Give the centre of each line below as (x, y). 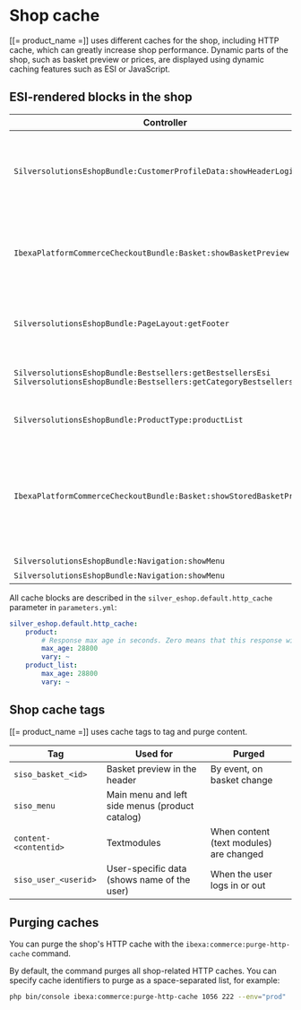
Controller (165, 122)
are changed (237, 854)
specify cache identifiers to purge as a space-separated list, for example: (145, 980)
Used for (154, 754)
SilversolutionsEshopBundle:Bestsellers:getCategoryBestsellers (154, 381)
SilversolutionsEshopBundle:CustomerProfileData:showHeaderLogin (156, 171)
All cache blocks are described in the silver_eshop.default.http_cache (141, 598)
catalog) (124, 816)
